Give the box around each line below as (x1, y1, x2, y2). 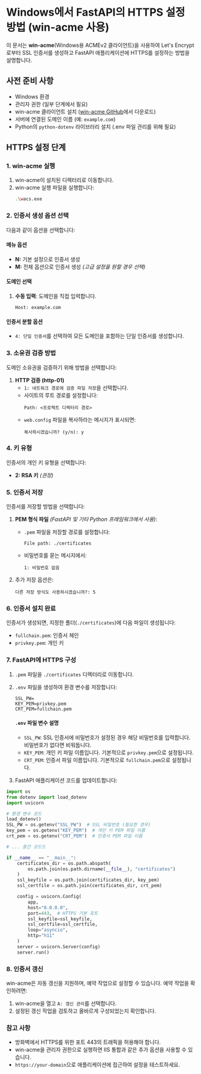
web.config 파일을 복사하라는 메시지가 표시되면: (23, 416, 136, 423)
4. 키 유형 (6, 444, 32, 453)
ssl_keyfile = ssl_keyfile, (28, 916, 93, 922)
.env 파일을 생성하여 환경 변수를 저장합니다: (14, 683, 118, 691)
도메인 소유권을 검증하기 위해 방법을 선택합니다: (6, 364, 117, 371)
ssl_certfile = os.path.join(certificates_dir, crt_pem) (17, 883, 163, 889)
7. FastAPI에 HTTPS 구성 (6, 656, 76, 664)
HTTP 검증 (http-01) (14, 376, 65, 383)
